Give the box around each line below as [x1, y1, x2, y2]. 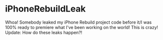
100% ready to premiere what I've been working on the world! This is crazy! [5, 24, 159, 30]
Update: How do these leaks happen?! [5, 29, 82, 35]
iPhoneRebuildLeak [5, 3, 86, 14]
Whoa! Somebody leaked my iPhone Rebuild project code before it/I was [5, 19, 152, 25]
